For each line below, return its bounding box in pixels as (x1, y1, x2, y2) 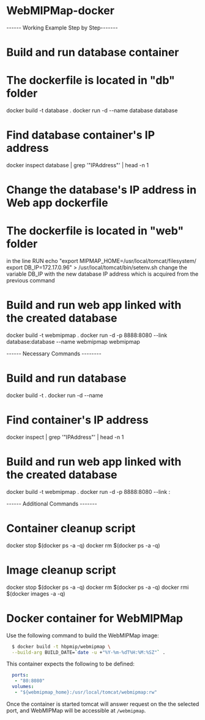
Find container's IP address (6, 413, 149, 427)
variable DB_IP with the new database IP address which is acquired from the (6, 270, 199, 278)
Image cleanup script (6, 563, 116, 577)
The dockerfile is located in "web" (6, 224, 184, 238)
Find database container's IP (6, 128, 155, 142)
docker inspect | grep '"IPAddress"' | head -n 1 (6, 433, 124, 441)
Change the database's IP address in (6, 183, 197, 197)
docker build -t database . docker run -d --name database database (6, 107, 178, 114)
